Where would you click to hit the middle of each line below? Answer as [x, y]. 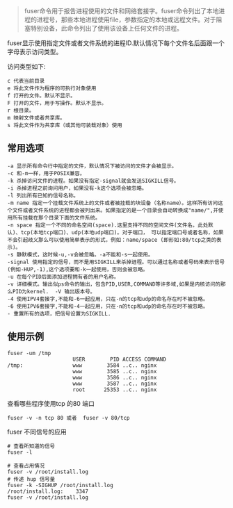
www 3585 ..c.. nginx [115, 371]
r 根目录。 [21, 110]
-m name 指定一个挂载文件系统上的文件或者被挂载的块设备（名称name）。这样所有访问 [113, 203]
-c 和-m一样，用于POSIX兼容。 [46, 173]
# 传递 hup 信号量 [31, 479]
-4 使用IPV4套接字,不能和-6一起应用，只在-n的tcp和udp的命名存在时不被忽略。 [108, 299]
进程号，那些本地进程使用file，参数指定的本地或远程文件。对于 [126, 19]
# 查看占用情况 [26, 466]
